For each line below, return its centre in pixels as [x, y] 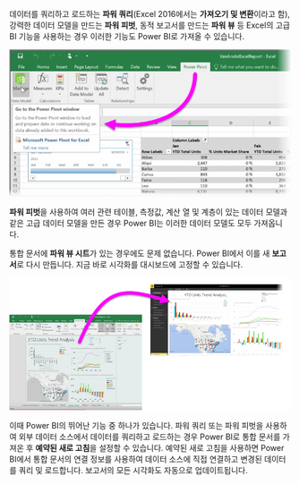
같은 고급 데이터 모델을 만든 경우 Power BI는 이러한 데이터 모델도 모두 [131, 223]
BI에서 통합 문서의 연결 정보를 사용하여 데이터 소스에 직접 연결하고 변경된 [136, 459]
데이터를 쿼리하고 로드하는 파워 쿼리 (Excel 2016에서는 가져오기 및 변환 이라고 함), [150, 14]
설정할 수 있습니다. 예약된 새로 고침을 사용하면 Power [192, 447]
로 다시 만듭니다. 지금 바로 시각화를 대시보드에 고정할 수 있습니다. [130, 264]
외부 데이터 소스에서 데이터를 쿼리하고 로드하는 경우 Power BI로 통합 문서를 [149, 437]
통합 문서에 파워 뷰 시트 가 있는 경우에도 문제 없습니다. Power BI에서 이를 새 [140, 253]
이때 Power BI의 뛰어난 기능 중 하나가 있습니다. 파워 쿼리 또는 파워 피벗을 [137, 425]
